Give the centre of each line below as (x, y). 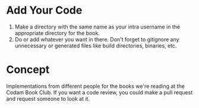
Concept (28, 70)
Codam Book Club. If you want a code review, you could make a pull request (99, 92)
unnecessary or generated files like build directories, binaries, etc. (96, 46)
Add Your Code (44, 10)
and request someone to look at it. (48, 99)
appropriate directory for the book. (57, 33)
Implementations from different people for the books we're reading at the (96, 86)
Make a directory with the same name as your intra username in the (97, 27)
